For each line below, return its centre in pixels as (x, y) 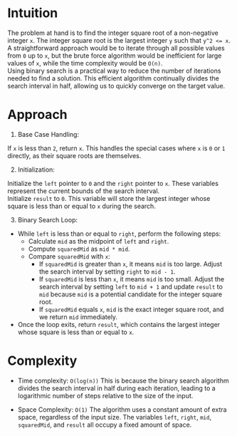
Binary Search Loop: (48, 219)
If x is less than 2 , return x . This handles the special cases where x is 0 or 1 (116, 148)
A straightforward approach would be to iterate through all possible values (116, 48)
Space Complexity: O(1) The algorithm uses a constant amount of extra (122, 409)
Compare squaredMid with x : (69, 256)
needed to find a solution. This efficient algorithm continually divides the (113, 78)
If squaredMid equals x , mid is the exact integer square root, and (131, 309)
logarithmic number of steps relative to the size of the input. (105, 395)
